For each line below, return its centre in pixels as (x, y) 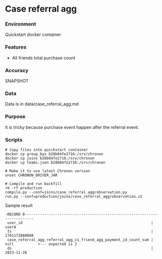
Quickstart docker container (33, 34)
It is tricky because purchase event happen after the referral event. (72, 127)
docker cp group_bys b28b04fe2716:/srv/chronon (54, 154)
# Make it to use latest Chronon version (48, 171)
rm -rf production (24, 188)
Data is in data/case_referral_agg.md (42, 104)
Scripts (14, 140)
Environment (21, 24)
